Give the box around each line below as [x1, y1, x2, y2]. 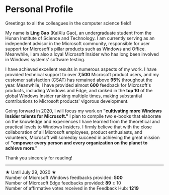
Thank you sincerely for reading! [5, 154, 73, 161]
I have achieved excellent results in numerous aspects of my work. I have [5, 66, 157, 72]
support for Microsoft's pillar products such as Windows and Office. [5, 46, 146, 52]
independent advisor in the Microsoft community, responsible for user [5, 40, 150, 46]
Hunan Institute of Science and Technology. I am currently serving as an [5, 35, 155, 41]
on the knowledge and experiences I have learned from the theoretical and [5, 118, 160, 124]
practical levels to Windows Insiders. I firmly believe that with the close [5, 124, 152, 130]
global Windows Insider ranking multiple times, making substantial [5, 93, 142, 99]
